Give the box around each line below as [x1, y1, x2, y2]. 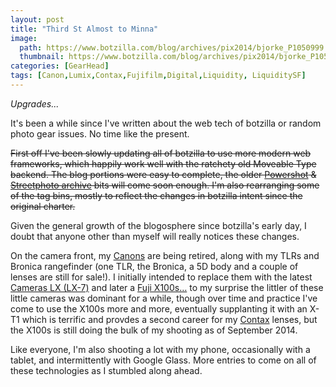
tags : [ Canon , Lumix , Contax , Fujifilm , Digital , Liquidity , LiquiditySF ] [10, 71, 307, 81]
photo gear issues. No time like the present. [10, 127, 190, 140]
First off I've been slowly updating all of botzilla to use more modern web [10, 147, 312, 159]
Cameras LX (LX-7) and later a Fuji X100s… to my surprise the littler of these [10, 281, 324, 293]
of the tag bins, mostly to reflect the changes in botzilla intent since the [10, 189, 303, 201]
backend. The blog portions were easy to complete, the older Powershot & [10, 168, 317, 180]
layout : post [10, 14, 65, 25]
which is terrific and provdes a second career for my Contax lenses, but [21, 313, 318, 325]
